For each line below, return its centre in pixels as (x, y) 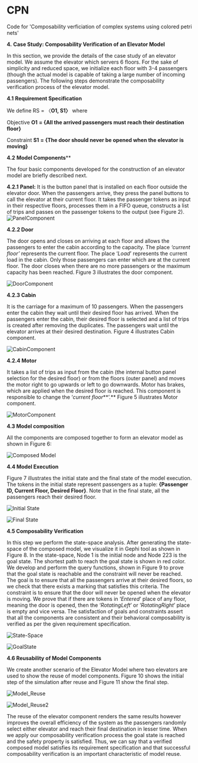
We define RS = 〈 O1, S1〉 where (47, 110)
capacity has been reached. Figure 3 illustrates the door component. (90, 272)
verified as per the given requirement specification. (69, 624)
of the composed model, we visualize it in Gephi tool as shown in (102, 549)
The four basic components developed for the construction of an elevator (96, 169)
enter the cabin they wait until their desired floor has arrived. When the (93, 312)
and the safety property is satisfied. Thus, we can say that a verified (90, 741)
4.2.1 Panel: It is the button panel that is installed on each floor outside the (97, 187)
